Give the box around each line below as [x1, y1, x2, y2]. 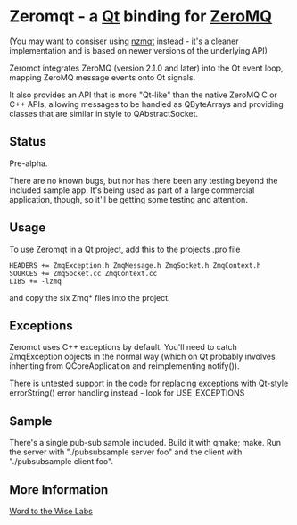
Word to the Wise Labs [9, 506, 94, 516]
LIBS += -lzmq [9, 277, 62, 286]
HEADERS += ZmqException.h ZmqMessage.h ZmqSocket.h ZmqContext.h [9, 261, 261, 270]
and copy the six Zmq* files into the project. [9, 292, 171, 303]
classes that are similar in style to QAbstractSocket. [9, 108, 199, 119]
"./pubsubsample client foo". [9, 456, 114, 467]
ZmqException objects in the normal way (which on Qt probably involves [9, 351, 276, 362]
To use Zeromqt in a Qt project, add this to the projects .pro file [9, 244, 241, 254]
